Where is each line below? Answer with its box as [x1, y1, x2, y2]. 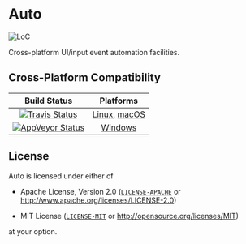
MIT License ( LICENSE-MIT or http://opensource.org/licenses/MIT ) [19, 211, 240, 220]
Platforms [99, 95, 138, 106]
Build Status [24, 95, 73, 106]
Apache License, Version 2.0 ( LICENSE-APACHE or [19, 186, 181, 196]
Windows [101, 122, 137, 133]
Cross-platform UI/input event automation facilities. [8, 47, 180, 57]
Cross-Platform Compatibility [8, 71, 161, 85]
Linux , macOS [92, 109, 146, 120]
